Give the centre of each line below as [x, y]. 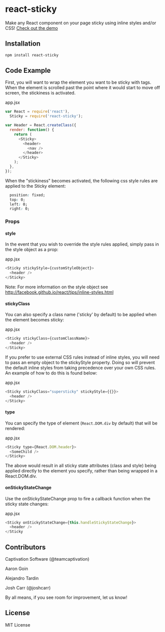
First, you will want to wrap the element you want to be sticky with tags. [78, 82]
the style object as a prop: [32, 250]
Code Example [28, 71]
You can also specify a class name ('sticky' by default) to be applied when [81, 315]
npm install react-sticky [32, 55]
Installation [23, 44]
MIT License [18, 625]
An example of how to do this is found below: [51, 373]
